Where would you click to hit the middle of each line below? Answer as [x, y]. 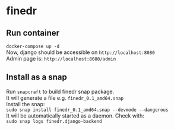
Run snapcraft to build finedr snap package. [60, 91]
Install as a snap [37, 77]
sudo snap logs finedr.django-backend [54, 121]
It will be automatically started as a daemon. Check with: [75, 115]
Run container [33, 33]
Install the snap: [26, 104]
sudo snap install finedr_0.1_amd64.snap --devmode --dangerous [87, 110]
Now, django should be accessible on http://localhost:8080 [81, 52]
